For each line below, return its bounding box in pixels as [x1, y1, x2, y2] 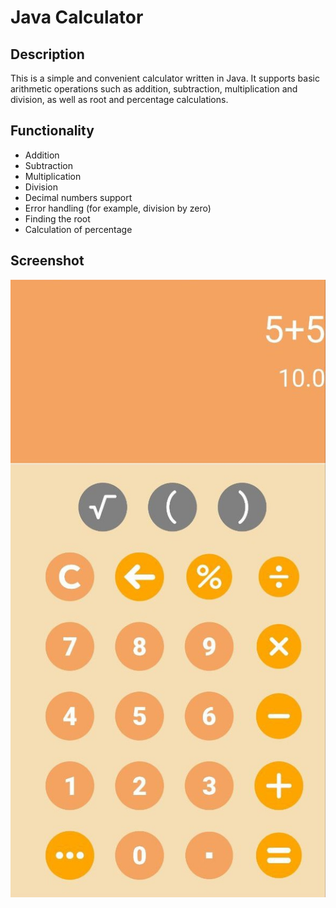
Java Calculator [10, 6, 144, 29]
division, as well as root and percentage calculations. [10, 94, 229, 105]
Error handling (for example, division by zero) [24, 202, 212, 214]
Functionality [10, 122, 95, 140]
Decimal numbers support [24, 191, 133, 203]
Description [10, 46, 85, 63]
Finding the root [24, 212, 91, 225]
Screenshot [10, 252, 85, 270]
